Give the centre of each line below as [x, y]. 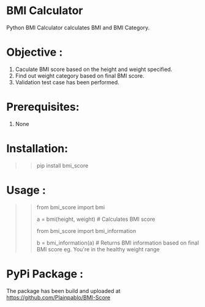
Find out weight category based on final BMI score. [80, 76]
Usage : [26, 190]
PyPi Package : [45, 274]
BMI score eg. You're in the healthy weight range [98, 249]
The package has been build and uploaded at [63, 290]
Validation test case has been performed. [67, 82]
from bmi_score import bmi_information [86, 231]
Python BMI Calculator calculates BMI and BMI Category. [78, 28]
